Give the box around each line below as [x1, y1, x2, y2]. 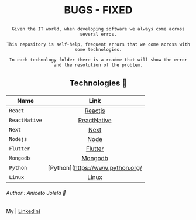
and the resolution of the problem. [53, 62, 143, 68]
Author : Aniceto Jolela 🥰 [6, 190, 66, 197]
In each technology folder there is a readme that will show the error [9, 57, 188, 63]
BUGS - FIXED [64, 4, 133, 17]
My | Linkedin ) [6, 207, 41, 214]
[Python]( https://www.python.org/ [47, 163, 142, 171]
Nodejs [9, 136, 27, 142]
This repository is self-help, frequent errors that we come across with [6, 42, 190, 47]
